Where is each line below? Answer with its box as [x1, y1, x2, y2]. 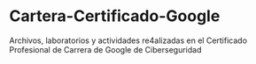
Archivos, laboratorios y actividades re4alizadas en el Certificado [9, 35, 248, 46]
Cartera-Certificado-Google [9, 6, 221, 26]
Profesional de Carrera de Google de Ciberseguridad [9, 44, 202, 54]
